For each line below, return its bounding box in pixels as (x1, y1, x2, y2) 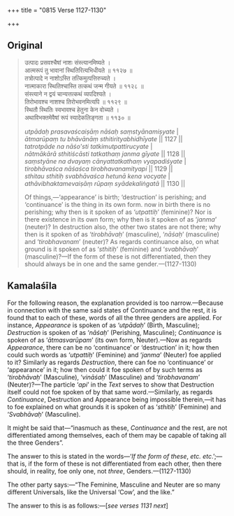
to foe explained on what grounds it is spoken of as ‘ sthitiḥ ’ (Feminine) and (7, 402, 221, 411)
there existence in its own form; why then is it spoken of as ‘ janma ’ (24, 215, 217, 223)
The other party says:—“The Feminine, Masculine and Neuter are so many (7, 480, 221, 489)
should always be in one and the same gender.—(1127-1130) (24, 259, 197, 268)
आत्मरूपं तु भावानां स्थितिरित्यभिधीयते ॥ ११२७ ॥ (24, 66, 133, 74)
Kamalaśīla (7, 280, 57, 292)
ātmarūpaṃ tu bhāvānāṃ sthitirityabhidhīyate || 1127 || (24, 134, 183, 143)
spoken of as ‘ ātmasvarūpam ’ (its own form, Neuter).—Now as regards (7, 336, 212, 344)
